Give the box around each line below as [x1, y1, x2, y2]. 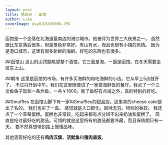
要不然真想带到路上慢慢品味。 [14, 123, 76, 130]
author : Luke [5, 16, 32, 21]
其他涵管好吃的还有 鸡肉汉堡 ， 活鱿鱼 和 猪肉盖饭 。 [5, 134, 106, 140]
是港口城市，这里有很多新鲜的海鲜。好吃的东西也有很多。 [5, 48, 123, 54]
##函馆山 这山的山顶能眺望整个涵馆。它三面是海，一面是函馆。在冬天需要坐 [5, 58, 161, 65]
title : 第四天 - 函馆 [5, 12, 46, 17]
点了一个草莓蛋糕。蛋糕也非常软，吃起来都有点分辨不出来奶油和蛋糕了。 [5, 111, 154, 117]
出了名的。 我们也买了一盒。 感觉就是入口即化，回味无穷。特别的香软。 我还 [5, 105, 162, 111]
